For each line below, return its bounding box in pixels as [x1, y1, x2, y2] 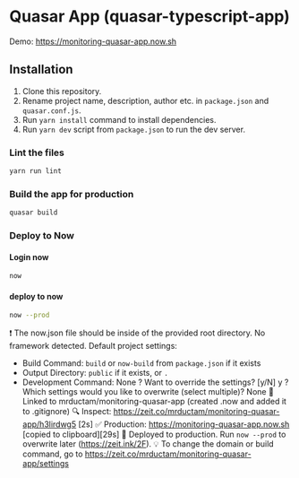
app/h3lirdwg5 [21, 419, 77, 430]
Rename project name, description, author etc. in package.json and [21, 95, 269, 106]
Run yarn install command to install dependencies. [21, 114, 217, 125]
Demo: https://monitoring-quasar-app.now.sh [9, 36, 177, 47]
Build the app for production [9, 187, 134, 200]
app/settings [21, 458, 70, 469]
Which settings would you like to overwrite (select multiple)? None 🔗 [21, 387, 275, 397]
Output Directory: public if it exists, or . [21, 368, 168, 378]
